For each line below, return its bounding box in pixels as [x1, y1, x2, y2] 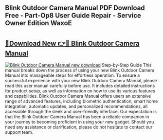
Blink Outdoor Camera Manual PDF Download [5, 4, 145, 12]
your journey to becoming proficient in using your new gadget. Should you [5, 119, 154, 124]
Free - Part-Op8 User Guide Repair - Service [5, 12, 141, 20]
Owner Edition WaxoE [5, 19, 72, 27]
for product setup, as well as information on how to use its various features [5, 88, 156, 94]
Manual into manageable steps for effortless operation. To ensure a [5, 72, 140, 78]
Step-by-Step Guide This [101, 62, 152, 68]
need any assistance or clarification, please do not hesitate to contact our [5, 124, 153, 130]
